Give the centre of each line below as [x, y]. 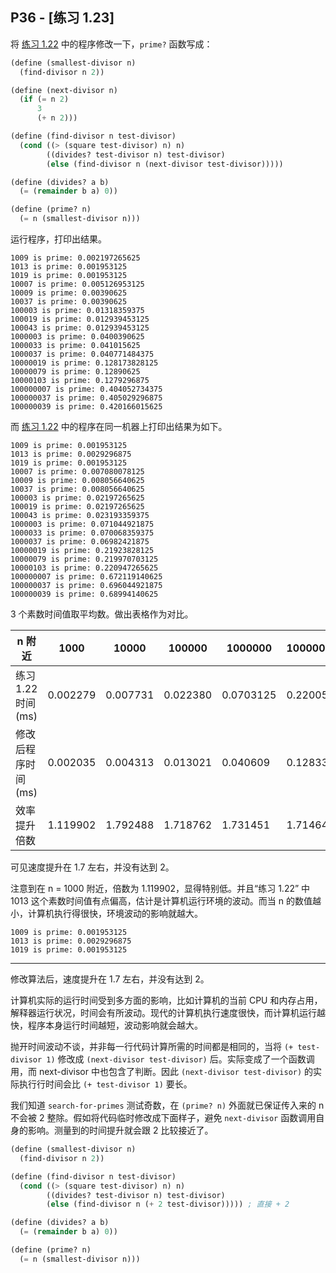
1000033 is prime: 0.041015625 [75, 346]
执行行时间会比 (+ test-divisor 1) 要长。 [105, 1084]
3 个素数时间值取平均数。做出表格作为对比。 [102, 614]
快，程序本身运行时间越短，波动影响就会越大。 [106, 1025]
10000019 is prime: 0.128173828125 [84, 363]
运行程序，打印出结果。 [58, 239]
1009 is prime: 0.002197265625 [75, 258]
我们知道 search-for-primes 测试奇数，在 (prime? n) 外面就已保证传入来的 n [167, 1105]
